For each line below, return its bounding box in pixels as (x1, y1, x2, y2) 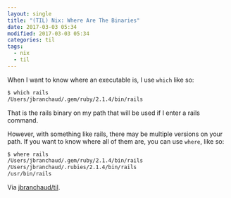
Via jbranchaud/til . (7, 183, 61, 191)
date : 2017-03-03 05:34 (7, 23, 77, 30)
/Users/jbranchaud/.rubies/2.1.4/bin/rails (7, 163, 137, 171)
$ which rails (7, 89, 49, 96)
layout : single (7, 10, 52, 18)
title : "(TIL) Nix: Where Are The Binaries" (7, 17, 140, 24)
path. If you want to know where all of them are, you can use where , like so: (7, 137, 225, 145)
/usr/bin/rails (7, 171, 52, 178)
